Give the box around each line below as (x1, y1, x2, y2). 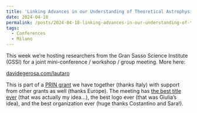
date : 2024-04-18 (6, 14, 49, 20)
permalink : (6, 19, 33, 25)
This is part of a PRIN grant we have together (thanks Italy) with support (6, 81, 180, 88)
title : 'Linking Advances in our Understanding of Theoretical (6, 8, 164, 15)
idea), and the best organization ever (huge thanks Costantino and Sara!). (6, 100, 184, 107)
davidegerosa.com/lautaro (6, 70, 70, 77)
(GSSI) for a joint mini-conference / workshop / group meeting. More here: (6, 58, 186, 65)
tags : (6, 25, 19, 31)
